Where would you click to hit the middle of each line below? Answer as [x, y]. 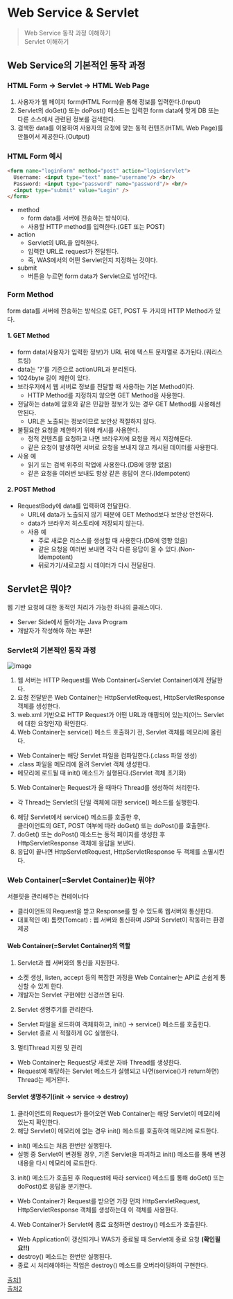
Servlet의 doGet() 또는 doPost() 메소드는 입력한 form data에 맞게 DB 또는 [118, 110]
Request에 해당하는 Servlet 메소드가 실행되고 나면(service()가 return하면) [118, 1071]
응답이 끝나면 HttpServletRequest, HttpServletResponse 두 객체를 [109, 852]
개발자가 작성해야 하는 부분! [54, 630]
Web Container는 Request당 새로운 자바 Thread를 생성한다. [99, 1062]
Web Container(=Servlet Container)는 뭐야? [81, 880]
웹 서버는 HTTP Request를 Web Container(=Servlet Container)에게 [111, 680]
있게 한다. [51, 986]
